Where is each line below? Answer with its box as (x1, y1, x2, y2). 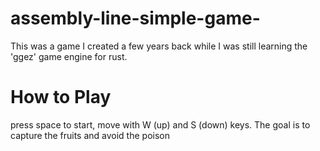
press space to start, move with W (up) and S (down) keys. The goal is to (10, 118, 311, 131)
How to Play (10, 86, 112, 109)
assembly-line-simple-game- (10, 7, 261, 30)
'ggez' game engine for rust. (10, 50, 128, 62)
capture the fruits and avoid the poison (10, 129, 170, 141)
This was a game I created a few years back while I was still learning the (10, 40, 308, 52)
